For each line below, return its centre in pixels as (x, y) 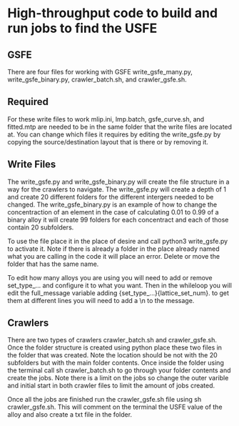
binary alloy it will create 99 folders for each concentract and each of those (118, 219)
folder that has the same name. (53, 264)
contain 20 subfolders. (41, 227)
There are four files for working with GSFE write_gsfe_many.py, (100, 72)
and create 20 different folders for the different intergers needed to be (111, 197)
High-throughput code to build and (113, 13)
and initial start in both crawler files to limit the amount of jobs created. (111, 386)
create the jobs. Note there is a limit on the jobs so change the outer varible (118, 378)
